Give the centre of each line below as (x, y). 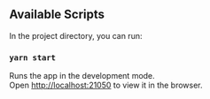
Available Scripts (57, 15)
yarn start (32, 57)
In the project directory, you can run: (76, 35)
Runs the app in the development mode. (82, 76)
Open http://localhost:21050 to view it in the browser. (106, 85)
